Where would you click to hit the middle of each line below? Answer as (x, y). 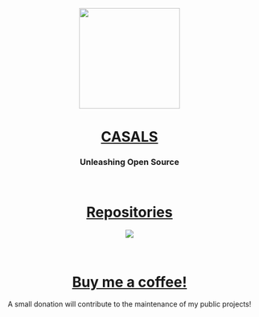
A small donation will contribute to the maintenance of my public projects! (129, 304)
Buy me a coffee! (129, 282)
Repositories (129, 212)
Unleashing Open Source (129, 163)
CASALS (129, 137)
